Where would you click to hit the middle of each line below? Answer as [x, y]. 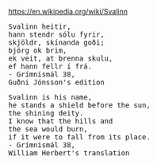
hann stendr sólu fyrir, [56, 35]
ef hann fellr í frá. [50, 66]
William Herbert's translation [69, 153]
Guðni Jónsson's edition [56, 82]
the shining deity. [46, 113]
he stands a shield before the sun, [79, 105]
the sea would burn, [48, 129]
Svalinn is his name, [50, 98]
